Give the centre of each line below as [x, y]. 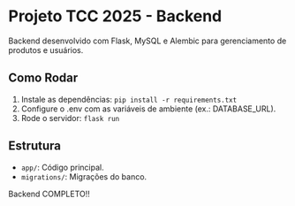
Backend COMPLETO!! [49, 194]
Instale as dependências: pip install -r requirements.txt [129, 99]
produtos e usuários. [46, 50]
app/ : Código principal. [62, 167]
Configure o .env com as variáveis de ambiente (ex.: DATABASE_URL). [148, 109]
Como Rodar [43, 78]
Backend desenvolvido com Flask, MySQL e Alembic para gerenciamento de [147, 41]
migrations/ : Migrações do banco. [84, 176]
